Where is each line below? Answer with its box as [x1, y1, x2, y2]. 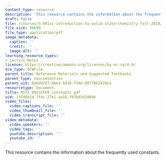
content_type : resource [5, 7, 54, 12]
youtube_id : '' [9, 136, 41, 141]
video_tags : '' [9, 126, 41, 131]
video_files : [5, 99, 32, 104]
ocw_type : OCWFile [5, 67, 43, 72]
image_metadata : [5, 35, 39, 40]
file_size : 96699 [5, 26, 41, 31]
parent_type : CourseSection [5, 76, 63, 81]
